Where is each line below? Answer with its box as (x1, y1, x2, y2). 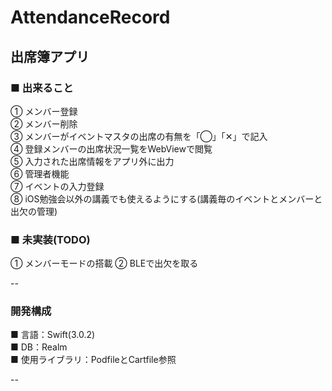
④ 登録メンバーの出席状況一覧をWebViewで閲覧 (10, 142, 213, 155)
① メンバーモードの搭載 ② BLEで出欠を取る (10, 257, 199, 270)
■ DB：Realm (10, 341, 68, 353)
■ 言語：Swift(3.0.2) (10, 329, 96, 341)
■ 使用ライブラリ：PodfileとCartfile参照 (10, 354, 177, 366)
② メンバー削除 (10, 117, 78, 130)
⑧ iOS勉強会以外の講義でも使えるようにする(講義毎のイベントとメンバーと (10, 192, 323, 205)
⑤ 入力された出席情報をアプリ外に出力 (10, 155, 175, 167)
